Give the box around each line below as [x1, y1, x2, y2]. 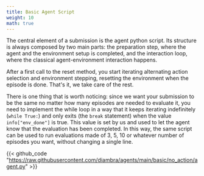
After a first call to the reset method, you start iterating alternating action [6, 68, 188, 76]
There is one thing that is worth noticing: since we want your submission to [6, 93, 195, 100]
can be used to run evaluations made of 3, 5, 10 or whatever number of [6, 132, 185, 139]
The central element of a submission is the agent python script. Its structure [6, 37, 197, 44]
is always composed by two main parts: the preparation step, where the [6, 43, 186, 51]
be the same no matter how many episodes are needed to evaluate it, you [6, 99, 191, 107]
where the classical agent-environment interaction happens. [6, 56, 157, 64]
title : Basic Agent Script [6, 9, 75, 15]
